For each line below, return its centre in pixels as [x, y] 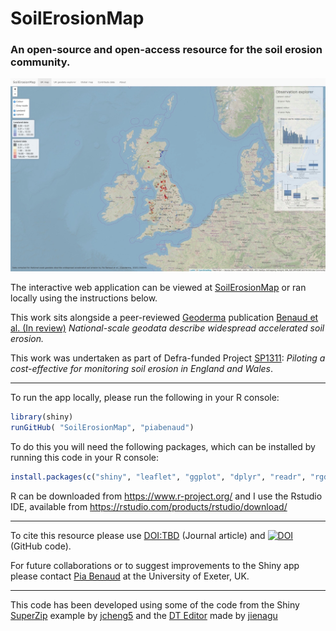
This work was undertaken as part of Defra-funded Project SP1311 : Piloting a [168, 358]
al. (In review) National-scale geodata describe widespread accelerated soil [167, 328]
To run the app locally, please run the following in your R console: [145, 398]
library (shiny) [42, 417]
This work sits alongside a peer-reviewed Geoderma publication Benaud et [164, 318]
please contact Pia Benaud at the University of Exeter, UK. [130, 576]
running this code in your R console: [84, 457]
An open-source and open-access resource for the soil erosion [166, 50]
